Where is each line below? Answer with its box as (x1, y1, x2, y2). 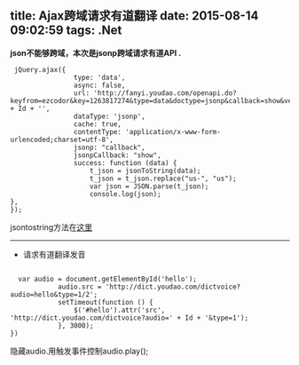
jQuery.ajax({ (13, 65, 67, 74)
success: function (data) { (73, 158, 177, 167)
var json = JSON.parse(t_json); (89, 181, 209, 191)
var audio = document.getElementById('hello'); (18, 274, 198, 283)
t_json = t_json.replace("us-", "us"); (89, 174, 238, 183)
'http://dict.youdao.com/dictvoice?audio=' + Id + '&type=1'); (10, 313, 249, 322)
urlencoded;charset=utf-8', (10, 135, 114, 144)
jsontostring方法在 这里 (10, 221, 92, 233)
